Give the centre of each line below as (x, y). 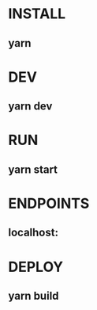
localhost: (34, 233)
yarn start (33, 169)
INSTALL (37, 14)
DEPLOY (36, 267)
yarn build (34, 295)
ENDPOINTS (49, 203)
